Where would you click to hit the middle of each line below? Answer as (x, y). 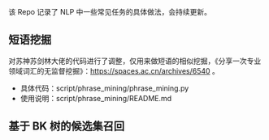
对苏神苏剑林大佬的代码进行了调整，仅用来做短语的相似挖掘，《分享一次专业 (135, 61)
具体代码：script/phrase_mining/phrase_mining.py (104, 88)
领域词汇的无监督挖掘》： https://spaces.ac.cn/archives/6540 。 (114, 70)
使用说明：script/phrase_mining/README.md (96, 98)
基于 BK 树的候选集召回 (66, 127)
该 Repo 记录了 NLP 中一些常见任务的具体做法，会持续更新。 (110, 12)
